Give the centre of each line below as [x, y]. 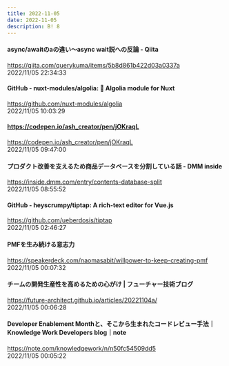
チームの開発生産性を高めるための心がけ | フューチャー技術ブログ [100, 285]
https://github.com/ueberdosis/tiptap [60, 220]
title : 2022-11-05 [33, 13]
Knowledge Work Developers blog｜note [67, 333]
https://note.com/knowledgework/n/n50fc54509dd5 [82, 348]
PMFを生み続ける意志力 [41, 244]
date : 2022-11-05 [32, 20]
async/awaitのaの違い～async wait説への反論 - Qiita [83, 49]
